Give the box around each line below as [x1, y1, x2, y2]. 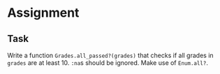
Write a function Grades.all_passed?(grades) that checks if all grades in [7, 51, 214, 59]
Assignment [7, 5, 80, 21]
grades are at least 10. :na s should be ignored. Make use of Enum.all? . [7, 59, 208, 67]
